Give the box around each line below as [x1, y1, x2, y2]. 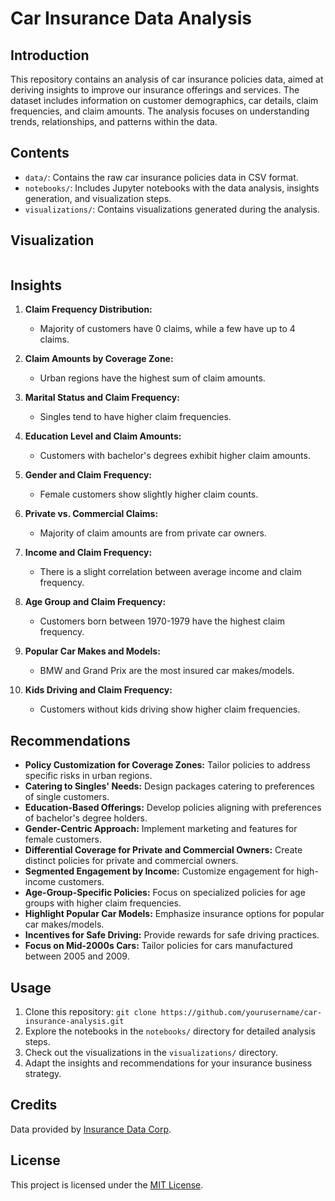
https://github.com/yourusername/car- [160, 1008, 323, 1018]
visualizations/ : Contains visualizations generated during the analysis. [24, 203, 321, 215]
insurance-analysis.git [24, 1017, 125, 1027]
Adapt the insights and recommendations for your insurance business [24, 1057, 313, 1069]
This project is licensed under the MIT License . [10, 1178, 204, 1191]
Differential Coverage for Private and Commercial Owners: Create [24, 844, 303, 856]
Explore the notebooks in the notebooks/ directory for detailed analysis [24, 1025, 316, 1037]
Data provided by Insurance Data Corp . [10, 1123, 172, 1135]
